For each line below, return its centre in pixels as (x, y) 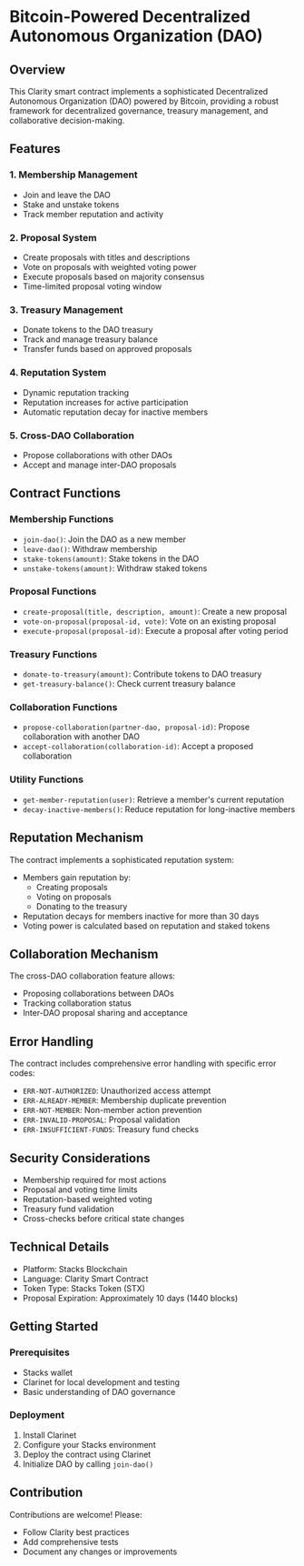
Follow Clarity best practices (76, 1532)
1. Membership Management (74, 175)
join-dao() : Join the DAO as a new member (104, 539)
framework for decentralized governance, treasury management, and (139, 110)
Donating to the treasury (82, 906)
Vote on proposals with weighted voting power (109, 266)
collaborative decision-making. (67, 120)
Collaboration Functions (64, 708)
